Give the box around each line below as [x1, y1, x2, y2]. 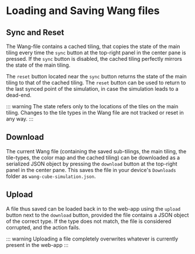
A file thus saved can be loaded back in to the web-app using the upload [6, 205, 180, 212]
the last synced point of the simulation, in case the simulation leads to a [6, 85, 179, 92]
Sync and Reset [6, 28, 64, 37]
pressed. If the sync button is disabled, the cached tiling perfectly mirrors [6, 56, 183, 62]
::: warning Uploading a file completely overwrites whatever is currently [6, 235, 179, 242]
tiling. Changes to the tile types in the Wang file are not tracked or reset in [6, 109, 184, 116]
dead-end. [6, 92, 32, 98]
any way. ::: [6, 115, 34, 122]
